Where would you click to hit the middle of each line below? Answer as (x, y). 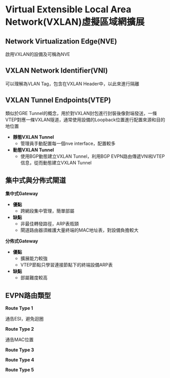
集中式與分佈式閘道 (36, 181)
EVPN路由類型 (28, 296)
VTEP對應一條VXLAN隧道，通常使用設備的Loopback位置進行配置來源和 (81, 120)
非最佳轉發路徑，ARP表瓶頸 (50, 224)
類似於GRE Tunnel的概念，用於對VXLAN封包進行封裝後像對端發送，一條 (81, 113)
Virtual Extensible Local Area (68, 10)
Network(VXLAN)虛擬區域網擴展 (75, 22)
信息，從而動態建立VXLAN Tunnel (56, 162)
